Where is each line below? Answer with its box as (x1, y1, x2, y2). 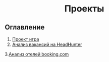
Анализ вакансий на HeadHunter (12, 41, 82, 47)
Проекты (64, 3, 104, 14)
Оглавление (5, 23, 45, 31)
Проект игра (12, 36, 39, 42)
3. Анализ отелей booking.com (5, 51, 69, 57)
